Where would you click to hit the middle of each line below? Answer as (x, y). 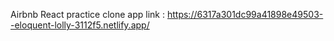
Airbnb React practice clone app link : (88, 14)
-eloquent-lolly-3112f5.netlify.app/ (80, 25)
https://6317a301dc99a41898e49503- (245, 14)
